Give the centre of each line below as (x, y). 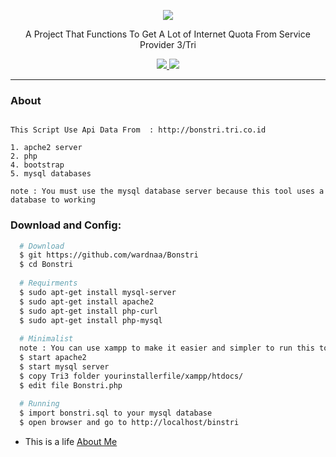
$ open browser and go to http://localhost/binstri (129, 423)
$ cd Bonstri (46, 265)
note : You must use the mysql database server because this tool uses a (167, 191)
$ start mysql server (64, 366)
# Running (39, 404)
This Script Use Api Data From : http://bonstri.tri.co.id (138, 130)
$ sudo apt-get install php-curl (89, 311)
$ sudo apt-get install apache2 (87, 301)
